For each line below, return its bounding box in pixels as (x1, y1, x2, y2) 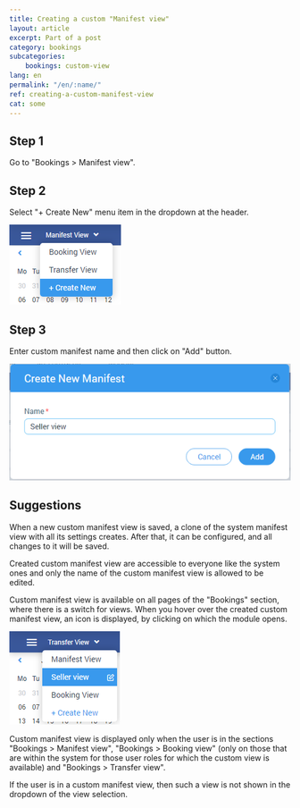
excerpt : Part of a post (9, 33, 102, 42)
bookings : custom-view (25, 62, 110, 71)
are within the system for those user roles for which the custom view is (9, 752, 270, 763)
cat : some (9, 99, 46, 108)
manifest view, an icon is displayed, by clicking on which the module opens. (9, 613, 287, 624)
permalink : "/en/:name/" (9, 80, 102, 89)
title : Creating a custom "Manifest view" (9, 14, 170, 23)
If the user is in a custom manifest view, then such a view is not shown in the (9, 779, 291, 790)
